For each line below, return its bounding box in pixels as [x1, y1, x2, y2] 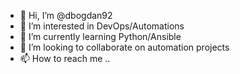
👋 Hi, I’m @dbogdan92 [19, 10, 113, 21]
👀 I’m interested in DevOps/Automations [19, 20, 185, 32]
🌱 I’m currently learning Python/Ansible [19, 31, 182, 42]
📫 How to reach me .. [19, 53, 111, 64]
